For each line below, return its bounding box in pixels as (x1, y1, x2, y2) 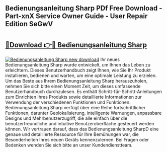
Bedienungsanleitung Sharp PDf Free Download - (5, 4, 162, 13)
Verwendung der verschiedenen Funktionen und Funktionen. (5, 99, 131, 105)
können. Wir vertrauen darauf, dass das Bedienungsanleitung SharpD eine (5, 126, 159, 132)
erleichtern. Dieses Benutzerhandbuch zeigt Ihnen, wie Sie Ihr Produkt (5, 67, 151, 73)
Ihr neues (100, 56, 120, 62)
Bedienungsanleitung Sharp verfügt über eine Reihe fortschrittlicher (5, 105, 146, 110)
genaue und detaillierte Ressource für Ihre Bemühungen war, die (5, 131, 139, 137)
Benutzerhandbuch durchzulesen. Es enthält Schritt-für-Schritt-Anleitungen (5, 89, 162, 95)
